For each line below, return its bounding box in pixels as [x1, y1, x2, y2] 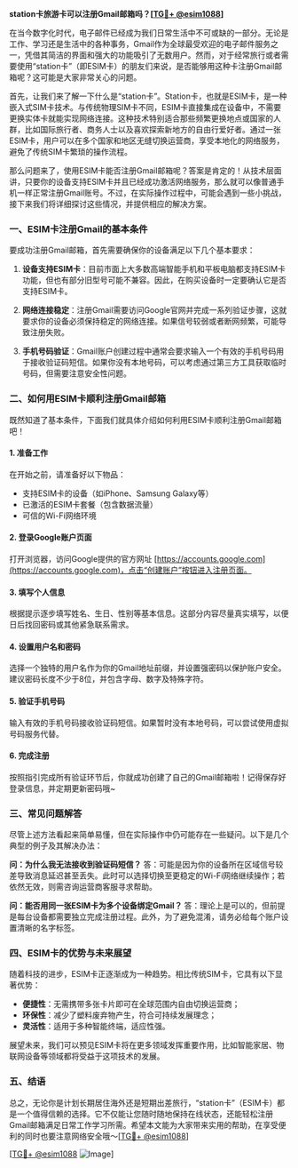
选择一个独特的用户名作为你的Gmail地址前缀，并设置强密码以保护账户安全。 [9, 662, 286, 674]
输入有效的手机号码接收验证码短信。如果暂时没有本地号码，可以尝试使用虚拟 [9, 717, 289, 728]
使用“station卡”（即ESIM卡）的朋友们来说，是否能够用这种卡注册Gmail [16, 61, 275, 71]
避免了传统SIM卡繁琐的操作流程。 [9, 147, 133, 156]
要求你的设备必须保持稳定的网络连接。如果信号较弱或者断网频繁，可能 [21, 316, 279, 327]
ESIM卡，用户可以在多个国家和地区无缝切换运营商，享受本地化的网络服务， [9, 135, 285, 146]
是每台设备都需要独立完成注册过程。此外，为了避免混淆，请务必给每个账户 [9, 911, 281, 923]
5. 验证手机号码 [9, 696, 65, 706]
